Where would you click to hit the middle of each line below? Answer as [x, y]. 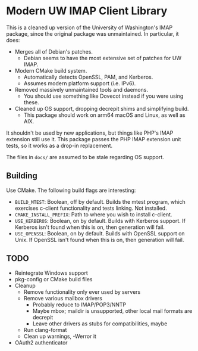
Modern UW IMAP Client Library [87, 11]
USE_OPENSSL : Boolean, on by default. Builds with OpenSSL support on [100, 233]
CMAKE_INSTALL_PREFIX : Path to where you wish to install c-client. [93, 214]
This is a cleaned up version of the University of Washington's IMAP [89, 27]
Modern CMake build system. [51, 70]
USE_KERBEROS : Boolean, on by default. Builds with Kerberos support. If [100, 220]
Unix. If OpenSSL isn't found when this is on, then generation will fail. [99, 240]
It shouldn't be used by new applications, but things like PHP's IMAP [90, 133]
